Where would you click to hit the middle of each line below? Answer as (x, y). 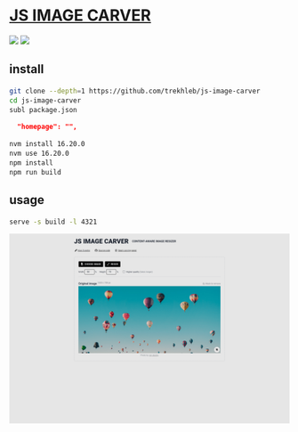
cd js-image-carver (45, 100)
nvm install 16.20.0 (48, 144)
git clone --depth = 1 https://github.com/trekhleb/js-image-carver (135, 91)
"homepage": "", (47, 127)
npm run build (36, 172)
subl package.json (43, 110)
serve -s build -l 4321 (53, 222)
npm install (31, 163)
